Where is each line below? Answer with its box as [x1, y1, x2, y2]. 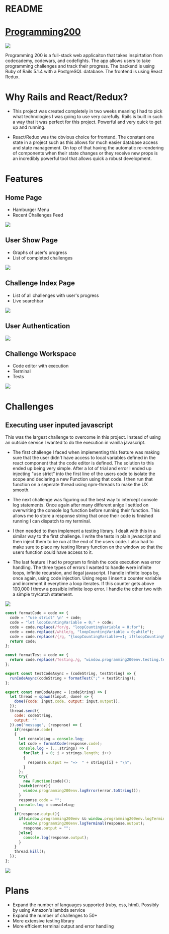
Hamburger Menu [12, 206, 49, 213]
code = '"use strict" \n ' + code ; [10, 615, 82, 620]
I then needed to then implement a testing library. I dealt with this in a [12, 528, 156, 534]
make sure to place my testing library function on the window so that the [12, 544, 163, 550]
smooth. [12, 487, 30, 493]
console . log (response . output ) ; [23, 835, 89, 840]
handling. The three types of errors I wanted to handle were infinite [12, 564, 152, 570]
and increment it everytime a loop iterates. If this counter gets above [12, 581, 154, 587]
